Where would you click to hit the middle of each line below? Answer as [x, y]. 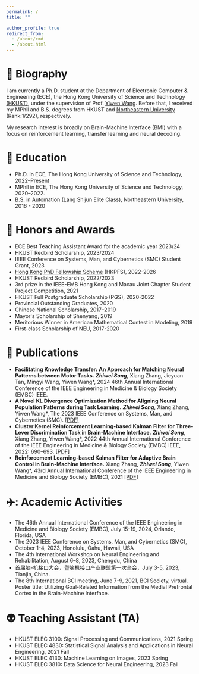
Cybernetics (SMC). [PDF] [47, 420]
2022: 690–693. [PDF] [42, 451]
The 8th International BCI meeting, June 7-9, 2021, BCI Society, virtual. [101, 581]
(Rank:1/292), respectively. [39, 116]
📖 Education [37, 158]
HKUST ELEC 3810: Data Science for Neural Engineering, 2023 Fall [97, 664]
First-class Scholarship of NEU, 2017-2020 [67, 329]
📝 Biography [37, 74]
